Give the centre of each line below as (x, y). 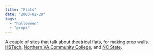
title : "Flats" (21, 10)
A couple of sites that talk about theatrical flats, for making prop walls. (77, 42)
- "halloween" (24, 23)
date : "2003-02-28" (25, 14)
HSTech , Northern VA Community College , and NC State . (64, 47)
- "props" (20, 28)
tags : (11, 19)
